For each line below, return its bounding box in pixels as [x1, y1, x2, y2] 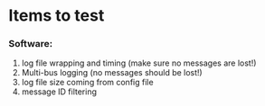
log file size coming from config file [21, 77, 155, 88]
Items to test [8, 5, 105, 26]
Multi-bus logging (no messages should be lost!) [21, 67, 203, 78]
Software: [8, 38, 53, 50]
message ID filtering [21, 86, 97, 97]
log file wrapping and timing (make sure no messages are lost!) [21, 57, 257, 68]
